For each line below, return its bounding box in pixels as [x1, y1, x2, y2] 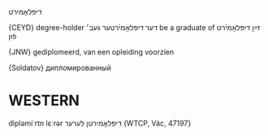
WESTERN [8, 91, 80, 110]
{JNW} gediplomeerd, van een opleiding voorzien [8, 47, 175, 56]
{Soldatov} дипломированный [8, 63, 111, 72]
